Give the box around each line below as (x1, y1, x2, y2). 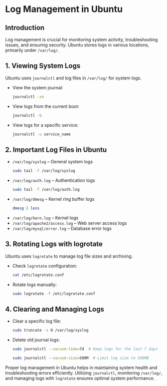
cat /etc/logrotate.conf (12, 272, 64, 278)
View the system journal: (12, 84, 63, 90)
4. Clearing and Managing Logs (5, 305, 105, 313)
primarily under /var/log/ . (5, 47, 59, 53)
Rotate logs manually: (12, 281, 57, 288)
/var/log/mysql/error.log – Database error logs (12, 225, 112, 231)
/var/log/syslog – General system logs (12, 159, 93, 165)
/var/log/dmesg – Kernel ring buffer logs (12, 196, 95, 202)
